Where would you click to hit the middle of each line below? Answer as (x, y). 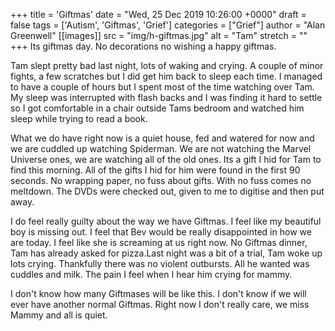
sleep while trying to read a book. (79, 118)
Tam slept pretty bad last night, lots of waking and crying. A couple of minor (167, 65)
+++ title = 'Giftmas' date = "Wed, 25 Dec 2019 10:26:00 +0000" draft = (158, 14)
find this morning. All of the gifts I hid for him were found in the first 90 (155, 170)
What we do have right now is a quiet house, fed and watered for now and (162, 138)
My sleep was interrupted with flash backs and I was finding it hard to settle (166, 97)
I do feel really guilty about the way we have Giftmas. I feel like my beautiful (166, 221)
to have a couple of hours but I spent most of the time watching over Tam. (162, 87)
